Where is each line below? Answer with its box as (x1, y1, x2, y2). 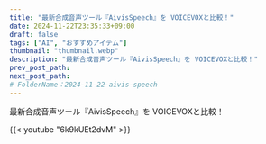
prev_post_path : (9, 64, 70, 73)
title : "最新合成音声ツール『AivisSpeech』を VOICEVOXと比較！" (9, 13, 234, 22)
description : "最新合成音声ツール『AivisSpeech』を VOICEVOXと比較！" (9, 55, 259, 64)
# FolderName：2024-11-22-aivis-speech (9, 80, 158, 89)
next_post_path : (9, 72, 70, 81)
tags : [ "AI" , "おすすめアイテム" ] (9, 38, 128, 48)
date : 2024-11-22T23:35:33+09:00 (9, 22, 135, 31)
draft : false (9, 30, 59, 39)
